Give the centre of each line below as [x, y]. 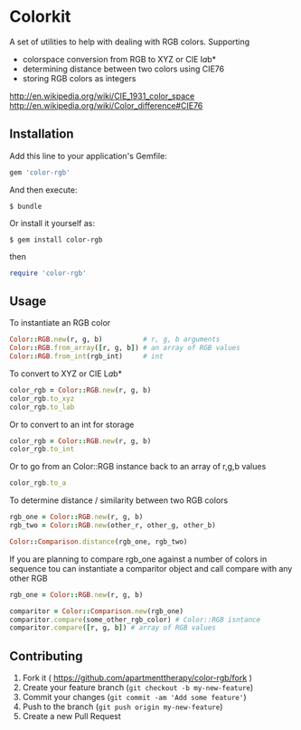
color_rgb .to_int [42, 450]
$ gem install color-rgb [56, 240]
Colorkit [40, 17]
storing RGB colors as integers [79, 78]
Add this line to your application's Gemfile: [88, 156]
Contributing [46, 656]
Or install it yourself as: [52, 223]
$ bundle [26, 206]
